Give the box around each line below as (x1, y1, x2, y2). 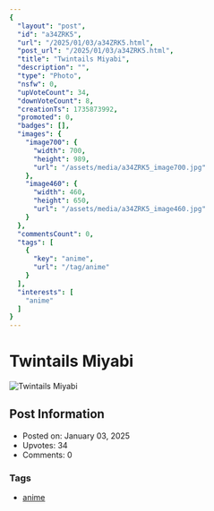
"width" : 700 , (32, 146, 87, 155)
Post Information (9, 406, 105, 422)
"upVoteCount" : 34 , (17, 88, 90, 97)
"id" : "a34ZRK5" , (17, 30, 82, 38)
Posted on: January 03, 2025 (21, 430, 131, 441)
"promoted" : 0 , (17, 113, 74, 122)
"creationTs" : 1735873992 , (17, 105, 118, 114)
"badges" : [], (17, 122, 70, 131)
